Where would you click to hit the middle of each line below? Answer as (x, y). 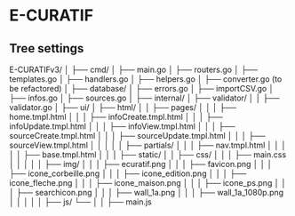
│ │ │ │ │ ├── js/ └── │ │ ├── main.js (81, 202)
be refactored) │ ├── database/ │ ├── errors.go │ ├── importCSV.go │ (142, 88)
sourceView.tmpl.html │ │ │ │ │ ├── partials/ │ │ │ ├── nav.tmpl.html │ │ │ (148, 145)
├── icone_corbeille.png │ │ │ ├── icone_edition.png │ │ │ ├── (128, 173)
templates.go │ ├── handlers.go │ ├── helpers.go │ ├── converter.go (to (146, 79)
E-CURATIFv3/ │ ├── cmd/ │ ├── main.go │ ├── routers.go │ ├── (134, 69)
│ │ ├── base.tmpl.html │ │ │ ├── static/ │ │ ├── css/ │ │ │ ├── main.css (148, 155)
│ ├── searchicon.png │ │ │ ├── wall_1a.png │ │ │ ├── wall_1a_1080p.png (147, 192)
